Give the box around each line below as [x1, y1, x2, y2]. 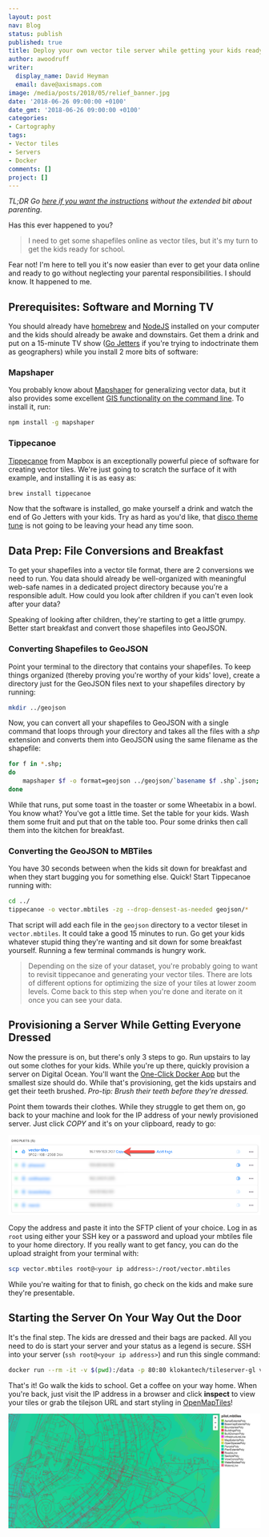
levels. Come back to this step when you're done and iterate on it [27, 986, 243, 996]
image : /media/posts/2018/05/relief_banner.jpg [8, 89, 171, 97]
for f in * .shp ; [8, 760, 62, 768]
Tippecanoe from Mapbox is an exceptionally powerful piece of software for [8, 456, 259, 465]
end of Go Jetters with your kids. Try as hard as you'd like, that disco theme [8, 513, 259, 522]
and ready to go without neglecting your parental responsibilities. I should [8, 268, 251, 278]
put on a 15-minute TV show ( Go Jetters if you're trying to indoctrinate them [8, 339, 259, 348]
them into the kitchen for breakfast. [8, 825, 125, 835]
